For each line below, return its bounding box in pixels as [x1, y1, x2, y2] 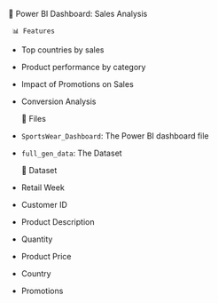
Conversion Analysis [20, 96, 97, 107]
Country [20, 268, 51, 279]
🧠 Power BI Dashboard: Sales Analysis [8, 9, 148, 19]
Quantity [20, 234, 53, 244]
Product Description [20, 217, 95, 227]
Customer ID [20, 200, 68, 210]
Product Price [20, 251, 72, 261]
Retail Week [20, 182, 66, 193]
